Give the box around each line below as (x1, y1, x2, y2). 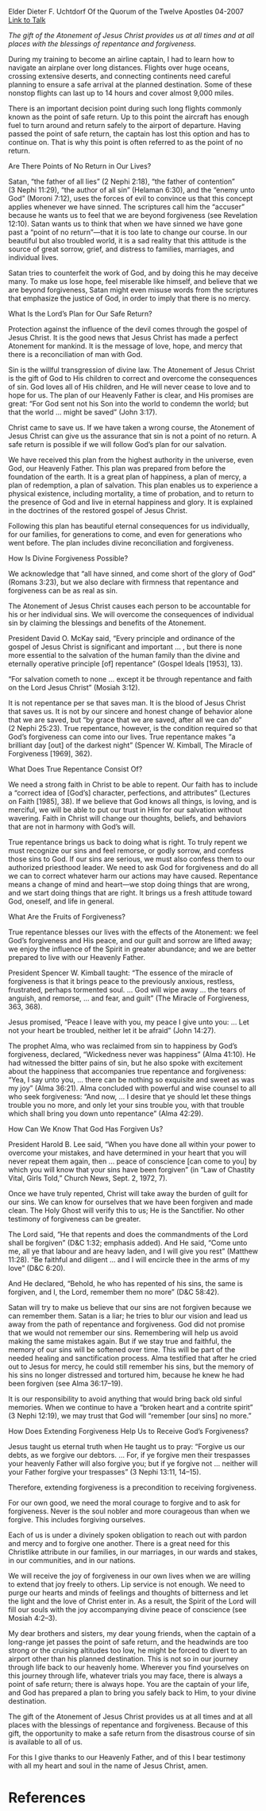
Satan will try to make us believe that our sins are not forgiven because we (8, 1303, 252, 1312)
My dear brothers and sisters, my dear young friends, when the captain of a (8, 1629, 256, 1638)
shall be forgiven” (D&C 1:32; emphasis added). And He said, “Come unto (8, 1238, 248, 1247)
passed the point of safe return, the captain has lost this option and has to (8, 129, 250, 138)
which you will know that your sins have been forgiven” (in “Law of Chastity (8, 1165, 256, 1174)
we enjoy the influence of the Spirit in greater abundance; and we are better (8, 944, 256, 954)
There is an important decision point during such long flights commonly (8, 103, 242, 113)
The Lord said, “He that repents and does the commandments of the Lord (8, 1230, 249, 1239)
